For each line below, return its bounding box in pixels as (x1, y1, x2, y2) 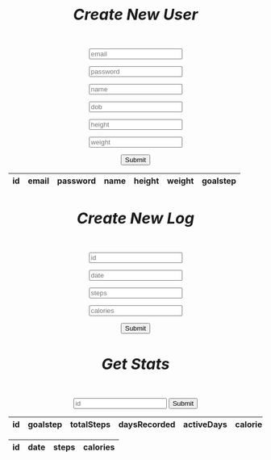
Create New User (73, 5, 198, 23)
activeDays (182, 419, 227, 430)
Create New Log (76, 209, 195, 228)
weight (166, 175, 194, 186)
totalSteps (69, 419, 111, 430)
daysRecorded (118, 419, 176, 430)
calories (83, 441, 115, 453)
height (133, 175, 160, 186)
